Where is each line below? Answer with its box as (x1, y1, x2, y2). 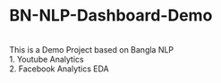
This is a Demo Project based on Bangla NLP (9, 44, 174, 54)
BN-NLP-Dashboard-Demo (9, 5, 213, 26)
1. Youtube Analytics (9, 54, 84, 64)
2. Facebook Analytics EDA (9, 63, 109, 74)
